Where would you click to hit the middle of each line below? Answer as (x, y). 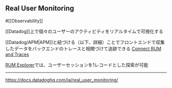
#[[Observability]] (24, 20)
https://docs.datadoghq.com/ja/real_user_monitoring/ (62, 80)
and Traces (17, 54)
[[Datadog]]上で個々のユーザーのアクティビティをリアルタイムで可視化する (84, 31)
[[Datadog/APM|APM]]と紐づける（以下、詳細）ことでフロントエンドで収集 (85, 42)
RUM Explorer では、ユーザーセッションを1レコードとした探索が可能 (77, 65)
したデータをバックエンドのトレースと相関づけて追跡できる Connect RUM (83, 49)
